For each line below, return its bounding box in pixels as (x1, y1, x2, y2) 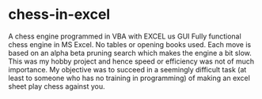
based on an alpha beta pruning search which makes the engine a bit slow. (8, 48, 252, 57)
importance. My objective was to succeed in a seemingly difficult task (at (8, 64, 247, 74)
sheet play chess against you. (8, 81, 105, 91)
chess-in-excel (8, 5, 111, 24)
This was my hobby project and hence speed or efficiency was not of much (8, 57, 255, 66)
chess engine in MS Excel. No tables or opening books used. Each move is (8, 39, 252, 49)
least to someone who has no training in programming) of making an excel (8, 73, 251, 82)
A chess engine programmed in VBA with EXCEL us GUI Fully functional (8, 31, 241, 41)
